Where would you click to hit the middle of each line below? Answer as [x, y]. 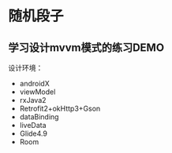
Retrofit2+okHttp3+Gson [60, 108]
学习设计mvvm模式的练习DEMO [86, 47]
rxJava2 [33, 100]
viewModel [37, 92]
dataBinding [39, 117]
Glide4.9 [33, 133]
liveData [33, 125]
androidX [34, 84]
